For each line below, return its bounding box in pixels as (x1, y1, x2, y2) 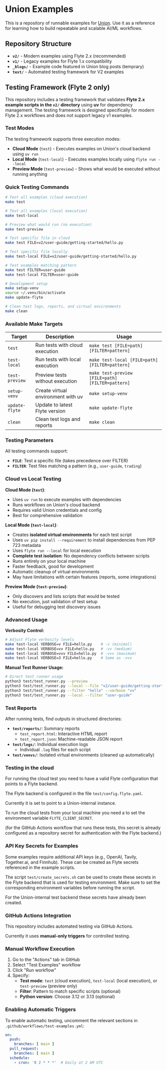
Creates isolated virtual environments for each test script (12, 532, 132, 537)
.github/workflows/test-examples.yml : (5, 1023, 84, 1029)
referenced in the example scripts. (5, 864, 76, 870)
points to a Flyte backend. (5, 781, 59, 787)
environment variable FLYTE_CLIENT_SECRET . (5, 815, 93, 821)
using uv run (12, 151, 39, 157)
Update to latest (35, 402, 73, 409)
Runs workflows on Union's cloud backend (12, 502, 100, 508)
